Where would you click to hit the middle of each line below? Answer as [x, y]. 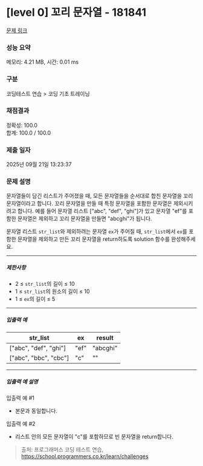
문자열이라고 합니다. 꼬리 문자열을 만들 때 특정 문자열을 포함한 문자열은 [89, 203]
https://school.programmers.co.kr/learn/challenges [85, 456]
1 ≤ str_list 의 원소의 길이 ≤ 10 [52, 291]
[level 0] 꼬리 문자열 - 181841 [76, 12]
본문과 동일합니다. [36, 411]
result [105, 338]
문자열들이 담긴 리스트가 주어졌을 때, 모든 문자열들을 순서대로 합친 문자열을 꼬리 [100, 196]
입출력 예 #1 [20, 398]
